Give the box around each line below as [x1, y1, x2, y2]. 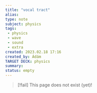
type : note [5, 17, 28, 22]
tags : [5, 26, 16, 31]
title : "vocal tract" [5, 7, 50, 13]
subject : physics [5, 21, 41, 27]
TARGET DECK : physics [5, 59, 50, 64]
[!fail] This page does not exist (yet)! [17, 82, 92, 88]
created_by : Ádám [5, 54, 41, 59]
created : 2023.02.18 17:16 [5, 49, 61, 54]
